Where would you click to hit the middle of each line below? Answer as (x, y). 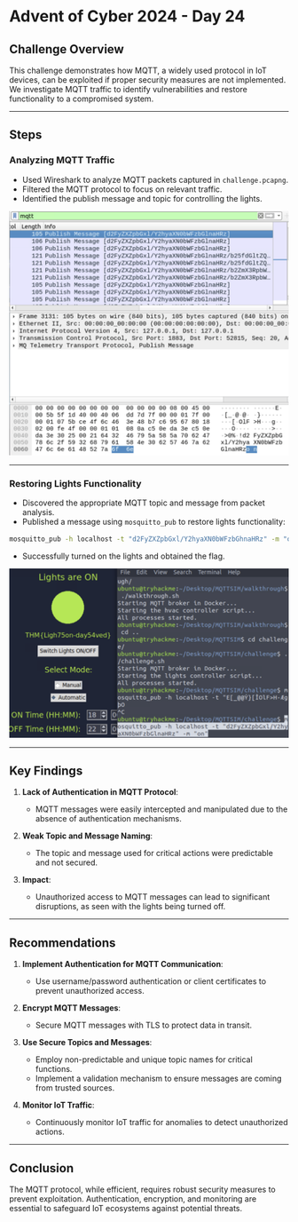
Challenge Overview (67, 49)
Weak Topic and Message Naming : (87, 836)
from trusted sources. (75, 1088)
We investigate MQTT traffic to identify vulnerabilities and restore (129, 89)
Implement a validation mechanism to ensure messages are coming (158, 1079)
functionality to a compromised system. (82, 99)
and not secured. (67, 862)
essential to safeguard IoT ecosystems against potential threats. (126, 1208)
